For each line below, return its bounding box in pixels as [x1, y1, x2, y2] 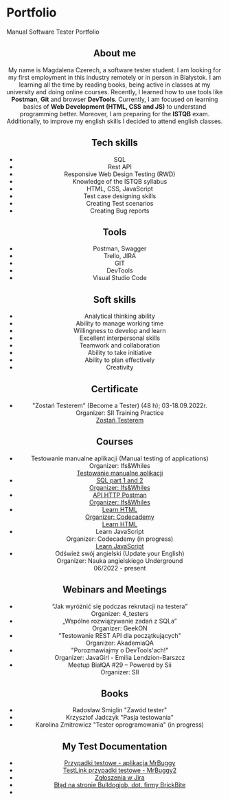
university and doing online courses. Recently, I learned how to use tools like [6, 87, 223, 96]
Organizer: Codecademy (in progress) [66, 535, 174, 543]
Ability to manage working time [76, 319, 164, 328]
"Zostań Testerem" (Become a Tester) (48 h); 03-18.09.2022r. [32, 401, 207, 409]
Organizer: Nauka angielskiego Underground [56, 556, 183, 565]
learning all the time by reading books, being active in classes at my [19, 81, 211, 89]
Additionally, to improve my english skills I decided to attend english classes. [6, 117, 223, 125]
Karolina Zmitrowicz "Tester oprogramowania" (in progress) [35, 720, 204, 729]
